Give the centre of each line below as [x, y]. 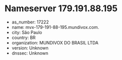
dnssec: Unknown [30, 53]
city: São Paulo [27, 32]
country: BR [24, 38]
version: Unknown [30, 48]
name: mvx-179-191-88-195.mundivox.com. [55, 27]
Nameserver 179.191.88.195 [61, 9]
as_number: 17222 [30, 22]
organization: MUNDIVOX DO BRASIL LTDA [55, 42]
